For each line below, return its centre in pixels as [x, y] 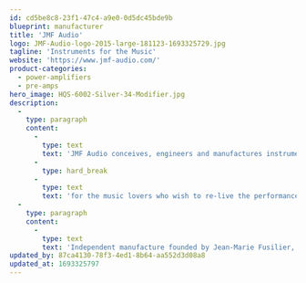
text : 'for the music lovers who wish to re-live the [146, 196]
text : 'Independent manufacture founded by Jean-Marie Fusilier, [169, 247]
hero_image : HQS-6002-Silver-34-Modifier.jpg [97, 94]
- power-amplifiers [55, 78]
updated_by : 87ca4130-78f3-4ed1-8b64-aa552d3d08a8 [107, 256]
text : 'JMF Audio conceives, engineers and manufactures [152, 153]
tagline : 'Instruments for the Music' [83, 52]
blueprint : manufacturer [56, 26]
